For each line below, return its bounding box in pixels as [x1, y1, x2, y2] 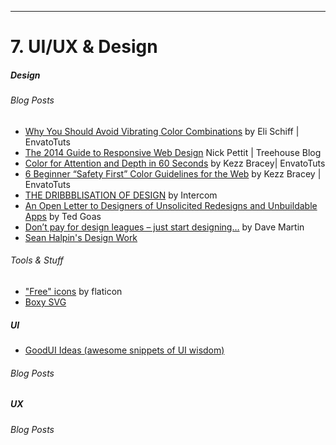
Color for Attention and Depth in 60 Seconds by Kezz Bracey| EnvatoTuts [24, 157, 326, 169]
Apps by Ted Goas [24, 210, 102, 222]
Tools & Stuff [10, 254, 64, 266]
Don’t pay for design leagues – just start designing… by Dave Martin [24, 221, 305, 233]
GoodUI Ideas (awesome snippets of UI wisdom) [24, 344, 225, 356]
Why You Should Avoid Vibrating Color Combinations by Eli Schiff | [24, 125, 300, 137]
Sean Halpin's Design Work [24, 231, 138, 243]
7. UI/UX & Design [10, 36, 158, 58]
